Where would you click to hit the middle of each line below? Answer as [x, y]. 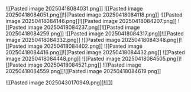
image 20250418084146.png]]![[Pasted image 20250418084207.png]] [91, 21]
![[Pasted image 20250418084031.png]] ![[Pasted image [74, 9]
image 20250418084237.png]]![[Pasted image [84, 27]
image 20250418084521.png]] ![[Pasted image [84, 65]
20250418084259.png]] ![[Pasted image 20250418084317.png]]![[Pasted [95, 34]
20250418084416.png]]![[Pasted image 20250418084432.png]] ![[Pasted [95, 52]
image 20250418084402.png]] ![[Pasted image [85, 46]
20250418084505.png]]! [152, 59]
